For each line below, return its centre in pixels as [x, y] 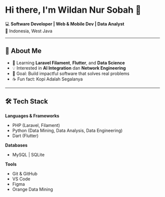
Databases [16, 145]
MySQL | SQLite [28, 154]
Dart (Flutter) [25, 135]
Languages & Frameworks [32, 116]
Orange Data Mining [32, 189]
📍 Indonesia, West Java [29, 31]
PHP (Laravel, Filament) [36, 125]
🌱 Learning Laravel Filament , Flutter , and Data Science [69, 63]
